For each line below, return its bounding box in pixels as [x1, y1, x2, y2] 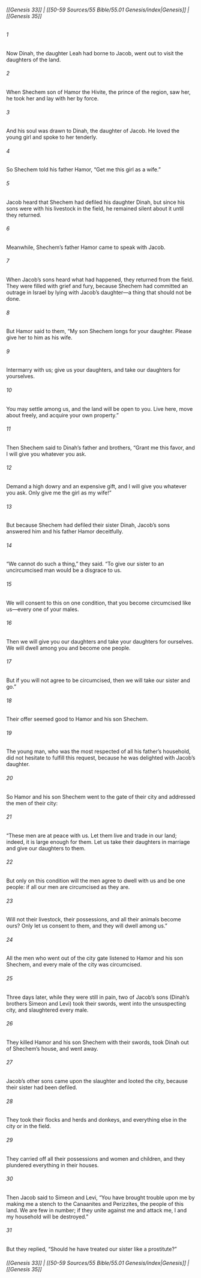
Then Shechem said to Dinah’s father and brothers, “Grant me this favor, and [6, 444, 195, 451]
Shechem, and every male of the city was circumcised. [6, 961, 142, 968]
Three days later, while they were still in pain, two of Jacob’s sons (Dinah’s [6, 994, 190, 1001]
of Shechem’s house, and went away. [6, 1045, 98, 1052]
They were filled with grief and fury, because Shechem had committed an [6, 283, 188, 290]
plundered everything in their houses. [6, 1161, 99, 1169]
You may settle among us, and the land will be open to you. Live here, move [6, 405, 193, 413]
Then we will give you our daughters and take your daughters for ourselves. [6, 637, 194, 645]
